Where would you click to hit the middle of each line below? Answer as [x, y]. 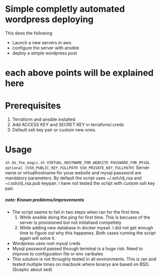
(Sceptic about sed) [32, 269]
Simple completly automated [65, 9]
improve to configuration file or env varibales [58, 253]
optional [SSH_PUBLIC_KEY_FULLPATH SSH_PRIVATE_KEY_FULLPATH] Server [77, 167]
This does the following [29, 33]
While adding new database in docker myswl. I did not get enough [86, 227]
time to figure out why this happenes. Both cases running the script [88, 233]
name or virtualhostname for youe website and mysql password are [73, 173]
